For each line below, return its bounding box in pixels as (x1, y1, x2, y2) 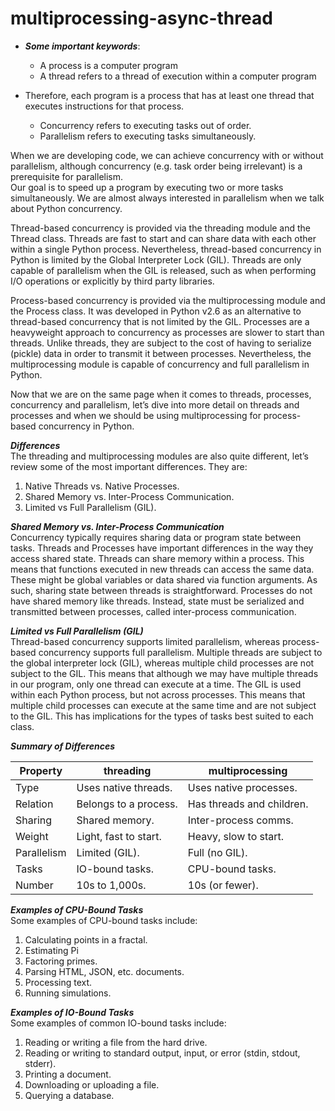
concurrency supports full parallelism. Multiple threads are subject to (38, 646, 323, 658)
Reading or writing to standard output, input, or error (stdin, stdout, (24, 1047, 301, 1059)
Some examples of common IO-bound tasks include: (10, 1017, 227, 1029)
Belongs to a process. (76, 797, 178, 811)
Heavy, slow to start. (187, 829, 285, 843)
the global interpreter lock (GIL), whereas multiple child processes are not (10, 657, 315, 669)
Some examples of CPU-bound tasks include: (10, 914, 198, 926)
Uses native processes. (187, 780, 298, 794)
